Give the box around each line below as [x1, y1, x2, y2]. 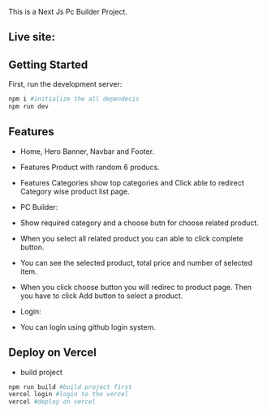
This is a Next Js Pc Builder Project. [8, 7, 128, 16]
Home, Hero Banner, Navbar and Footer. [19, 146, 155, 156]
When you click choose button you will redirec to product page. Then [19, 282, 252, 292]
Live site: [8, 30, 55, 44]
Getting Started [8, 58, 88, 71]
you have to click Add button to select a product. [19, 291, 183, 301]
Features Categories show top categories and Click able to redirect [19, 177, 245, 187]
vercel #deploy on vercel [8, 398, 96, 406]
